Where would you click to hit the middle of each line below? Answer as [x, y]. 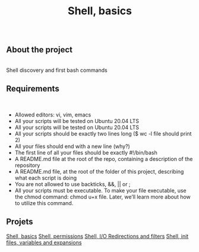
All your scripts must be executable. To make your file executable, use [100, 190]
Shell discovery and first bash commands [57, 70]
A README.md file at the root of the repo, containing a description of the [104, 159]
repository [27, 165]
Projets [20, 222]
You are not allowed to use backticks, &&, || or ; [72, 184]
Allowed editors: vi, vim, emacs [53, 115]
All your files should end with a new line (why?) [72, 146]
